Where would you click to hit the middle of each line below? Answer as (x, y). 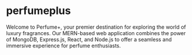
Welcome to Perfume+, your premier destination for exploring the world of (96, 27)
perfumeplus (39, 11)
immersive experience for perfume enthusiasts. (64, 46)
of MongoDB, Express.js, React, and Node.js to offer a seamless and (89, 39)
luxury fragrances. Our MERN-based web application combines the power (96, 33)
